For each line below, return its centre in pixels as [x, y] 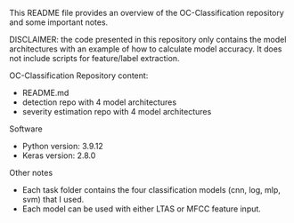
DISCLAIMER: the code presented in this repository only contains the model [148, 40]
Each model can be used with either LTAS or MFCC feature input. [141, 209]
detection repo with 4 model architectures [99, 102]
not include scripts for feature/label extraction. [94, 58]
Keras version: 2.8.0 [59, 155]
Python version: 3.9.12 [63, 146]
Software [26, 129]
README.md [45, 93]
